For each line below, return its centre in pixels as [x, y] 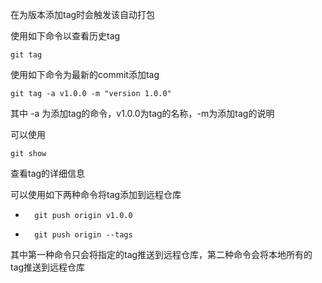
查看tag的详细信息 [48, 173]
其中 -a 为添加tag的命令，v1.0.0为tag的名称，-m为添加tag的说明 [142, 113]
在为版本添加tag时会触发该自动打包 [83, 14]
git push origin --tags [83, 235]
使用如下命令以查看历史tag [65, 36]
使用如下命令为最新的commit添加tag [85, 74]
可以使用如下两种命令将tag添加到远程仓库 [96, 194]
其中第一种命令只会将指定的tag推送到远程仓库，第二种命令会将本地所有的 [161, 254]
